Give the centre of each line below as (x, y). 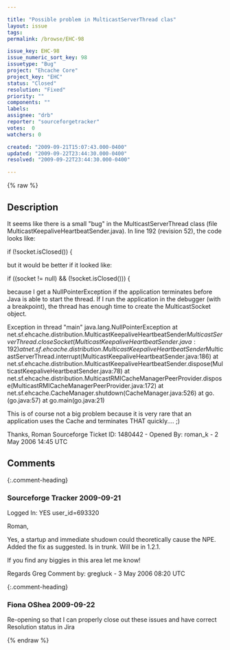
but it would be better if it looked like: (59, 265)
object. (17, 314)
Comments (31, 464)
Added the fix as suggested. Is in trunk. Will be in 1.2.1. (84, 547)
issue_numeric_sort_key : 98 (47, 58)
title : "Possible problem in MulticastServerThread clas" (92, 19)
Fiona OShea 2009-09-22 (51, 605)
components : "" (29, 103)
